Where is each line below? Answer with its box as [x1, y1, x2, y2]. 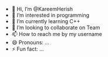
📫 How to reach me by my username [11, 31, 103, 37]
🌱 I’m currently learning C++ [11, 18, 80, 24]
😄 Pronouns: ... [11, 39, 50, 46]
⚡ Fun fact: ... [11, 45, 44, 52]
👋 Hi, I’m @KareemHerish [11, 6, 73, 12]
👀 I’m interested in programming [11, 12, 90, 19]
